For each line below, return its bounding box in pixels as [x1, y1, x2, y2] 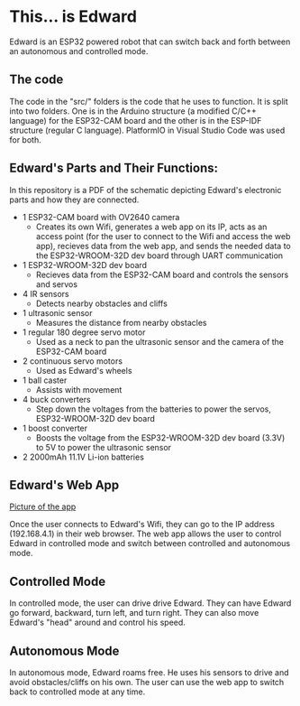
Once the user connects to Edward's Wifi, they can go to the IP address [9, 519, 275, 530]
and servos [35, 278, 78, 290]
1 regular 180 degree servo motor [22, 327, 146, 338]
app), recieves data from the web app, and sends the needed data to [35, 240, 291, 251]
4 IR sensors [22, 288, 69, 299]
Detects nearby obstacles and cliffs [35, 298, 168, 309]
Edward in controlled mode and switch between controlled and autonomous [9, 538, 291, 549]
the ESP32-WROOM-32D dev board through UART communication [35, 250, 284, 261]
